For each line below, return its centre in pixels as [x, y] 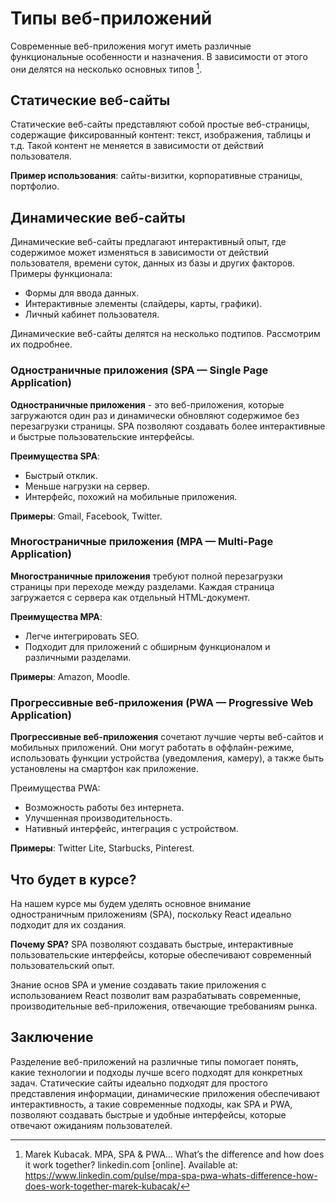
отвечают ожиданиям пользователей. [91, 1125]
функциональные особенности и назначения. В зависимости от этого [159, 56]
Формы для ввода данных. [82, 293]
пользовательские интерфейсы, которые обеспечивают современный [161, 954]
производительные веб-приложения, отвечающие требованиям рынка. [164, 1006]
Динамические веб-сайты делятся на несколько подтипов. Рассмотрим [165, 334]
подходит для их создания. [68, 924]
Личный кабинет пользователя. [92, 314]
